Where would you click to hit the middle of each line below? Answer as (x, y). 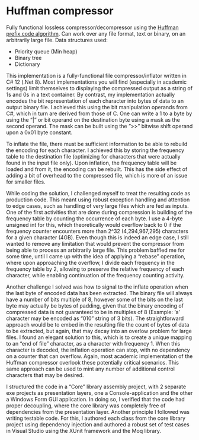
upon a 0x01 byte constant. (39, 132)
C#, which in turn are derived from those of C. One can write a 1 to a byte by (99, 113)
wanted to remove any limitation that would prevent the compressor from (95, 243)
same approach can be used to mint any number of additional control (90, 369)
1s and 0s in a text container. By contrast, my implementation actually (91, 94)
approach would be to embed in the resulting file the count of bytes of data (98, 324)
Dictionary (27, 64)
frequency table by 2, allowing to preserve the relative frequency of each (95, 269)
